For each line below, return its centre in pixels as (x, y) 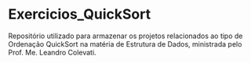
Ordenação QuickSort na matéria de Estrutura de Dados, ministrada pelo (125, 44)
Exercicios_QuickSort (80, 14)
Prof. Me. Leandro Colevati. (52, 52)
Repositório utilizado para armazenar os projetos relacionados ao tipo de (125, 36)
